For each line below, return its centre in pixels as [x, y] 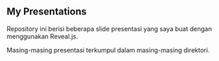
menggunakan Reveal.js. [43, 36]
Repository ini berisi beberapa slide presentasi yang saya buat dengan [109, 28]
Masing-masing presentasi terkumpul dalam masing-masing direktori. [108, 50]
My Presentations [46, 12]
